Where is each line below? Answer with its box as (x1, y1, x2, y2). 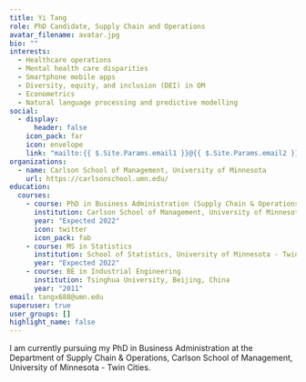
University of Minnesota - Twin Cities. (9, 362, 151, 373)
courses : (17, 191, 51, 200)
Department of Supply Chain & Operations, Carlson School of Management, (9, 352, 293, 364)
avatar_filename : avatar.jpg (9, 30, 120, 39)
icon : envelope (25, 140, 84, 149)
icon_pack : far (25, 132, 84, 141)
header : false (33, 124, 88, 133)
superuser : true (9, 301, 71, 310)
